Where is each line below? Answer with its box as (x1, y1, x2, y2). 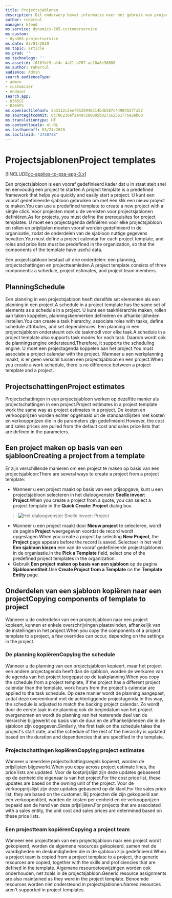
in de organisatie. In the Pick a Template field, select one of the (12, 550, 145, 556)
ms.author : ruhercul (5, 65, 50, 70)
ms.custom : (5, 31, 29, 37)
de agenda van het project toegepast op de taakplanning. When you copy (5, 674, 160, 680)
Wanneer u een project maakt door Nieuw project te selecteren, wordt (12, 522, 162, 529)
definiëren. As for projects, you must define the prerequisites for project (5, 214, 156, 220)
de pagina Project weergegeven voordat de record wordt (12, 528, 134, 534)
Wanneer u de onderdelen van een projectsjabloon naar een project (5, 616, 148, 623)
